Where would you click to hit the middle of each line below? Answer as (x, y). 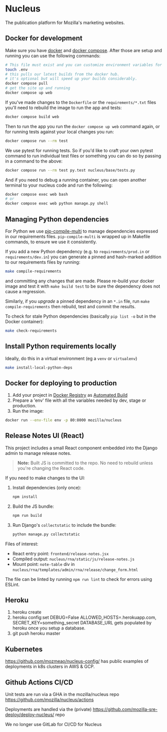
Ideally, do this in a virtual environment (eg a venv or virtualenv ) (71, 358)
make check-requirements (31, 331)
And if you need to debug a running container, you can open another (76, 180)
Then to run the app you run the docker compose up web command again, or (82, 126)
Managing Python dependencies (57, 219)
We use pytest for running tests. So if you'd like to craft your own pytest (79, 150)
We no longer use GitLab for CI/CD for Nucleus (53, 724)
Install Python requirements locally (61, 346)
